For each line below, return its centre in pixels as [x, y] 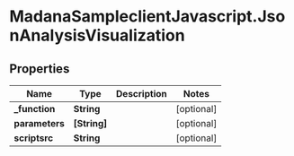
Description [142, 94]
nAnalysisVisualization [98, 35]
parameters [39, 123]
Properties [40, 69]
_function [35, 109]
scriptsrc [34, 138]
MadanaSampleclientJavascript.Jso [147, 17]
